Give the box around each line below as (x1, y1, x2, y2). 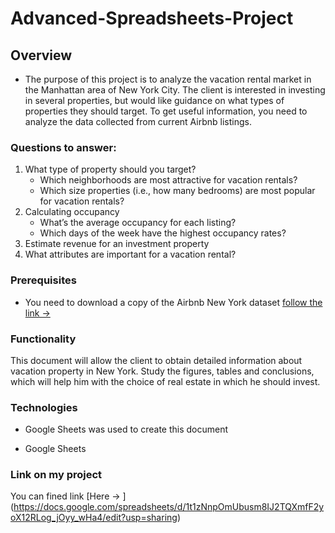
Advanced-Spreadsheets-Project (10, 7, 294, 30)
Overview (10, 47, 73, 64)
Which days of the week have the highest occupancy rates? (39, 227, 287, 239)
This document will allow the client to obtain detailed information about (10, 354, 303, 366)
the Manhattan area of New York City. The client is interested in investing (24, 84, 326, 96)
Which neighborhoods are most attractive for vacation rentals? (39, 174, 298, 186)
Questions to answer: (10, 140, 117, 154)
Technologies (10, 400, 78, 414)
